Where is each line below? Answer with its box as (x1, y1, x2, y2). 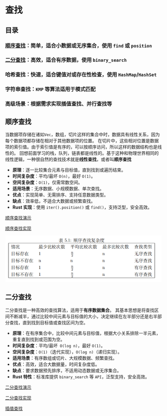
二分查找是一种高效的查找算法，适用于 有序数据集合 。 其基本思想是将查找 (5, 307, 155, 313)
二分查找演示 (5, 384, 31, 390)
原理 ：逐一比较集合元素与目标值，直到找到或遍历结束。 (12, 167, 126, 173)
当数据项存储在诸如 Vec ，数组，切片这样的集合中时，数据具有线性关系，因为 (5, 131, 160, 137)
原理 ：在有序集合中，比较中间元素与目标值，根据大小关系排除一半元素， (12, 330, 161, 336)
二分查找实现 (5, 395, 31, 401)
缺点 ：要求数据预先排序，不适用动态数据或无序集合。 (12, 367, 122, 373)
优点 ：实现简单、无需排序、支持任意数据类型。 (12, 192, 108, 198)
